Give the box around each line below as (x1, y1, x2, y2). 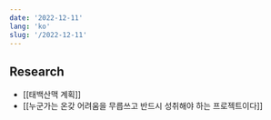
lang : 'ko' (9, 22, 51, 31)
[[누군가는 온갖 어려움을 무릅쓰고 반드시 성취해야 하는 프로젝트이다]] (22, 101, 264, 112)
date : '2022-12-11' (9, 13, 84, 23)
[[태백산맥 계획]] (22, 89, 82, 100)
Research (9, 64, 65, 79)
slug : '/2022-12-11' (9, 30, 88, 39)
